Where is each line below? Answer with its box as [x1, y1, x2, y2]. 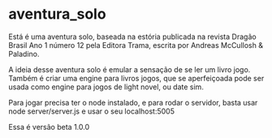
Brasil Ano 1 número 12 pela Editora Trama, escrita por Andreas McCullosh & [8, 40, 264, 50]
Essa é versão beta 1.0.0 [8, 122, 90, 132]
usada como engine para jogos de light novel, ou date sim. [8, 82, 205, 92]
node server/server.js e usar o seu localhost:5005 [8, 106, 175, 116]
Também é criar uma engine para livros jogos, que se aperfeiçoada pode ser [8, 73, 265, 83]
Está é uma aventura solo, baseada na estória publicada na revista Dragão [8, 32, 257, 41]
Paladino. [8, 49, 40, 58]
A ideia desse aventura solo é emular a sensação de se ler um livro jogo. [8, 64, 251, 74]
